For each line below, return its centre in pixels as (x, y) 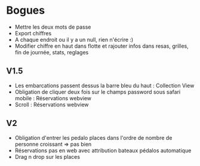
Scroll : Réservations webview (52, 104)
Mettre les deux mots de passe (53, 27)
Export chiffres (33, 33)
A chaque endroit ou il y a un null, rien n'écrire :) (74, 39)
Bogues (26, 10)
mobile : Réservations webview (53, 98)
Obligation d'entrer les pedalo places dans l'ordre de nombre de (93, 137)
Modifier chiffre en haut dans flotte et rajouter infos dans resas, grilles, (102, 46)
